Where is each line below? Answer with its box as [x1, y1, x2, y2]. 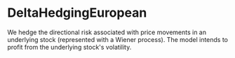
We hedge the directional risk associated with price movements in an [7, 28, 207, 36]
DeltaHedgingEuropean [7, 5, 147, 21]
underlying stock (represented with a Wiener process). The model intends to [7, 35, 229, 43]
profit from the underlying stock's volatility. [7, 43, 132, 51]
